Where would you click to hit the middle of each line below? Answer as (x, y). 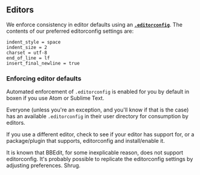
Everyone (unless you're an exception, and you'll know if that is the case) (98, 110)
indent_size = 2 (27, 47)
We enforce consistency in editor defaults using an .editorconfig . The (95, 24)
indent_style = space (34, 42)
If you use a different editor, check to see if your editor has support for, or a (100, 134)
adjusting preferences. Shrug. (43, 165)
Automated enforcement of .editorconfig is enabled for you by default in (98, 92)
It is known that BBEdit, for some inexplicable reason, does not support (95, 153)
